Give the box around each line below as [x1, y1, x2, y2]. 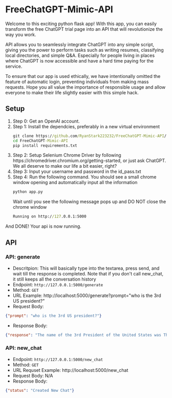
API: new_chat [5, 345, 42, 352]
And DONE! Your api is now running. [5, 223, 82, 229]
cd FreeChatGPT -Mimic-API [12, 138, 68, 143]
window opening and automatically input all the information [12, 180, 138, 186]
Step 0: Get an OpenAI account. [12, 118, 80, 124]
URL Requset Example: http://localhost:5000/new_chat [12, 367, 128, 373]
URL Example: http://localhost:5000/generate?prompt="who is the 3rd [12, 292, 161, 298]
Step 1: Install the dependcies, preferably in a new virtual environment [12, 123, 160, 129]
